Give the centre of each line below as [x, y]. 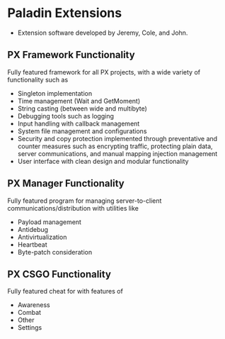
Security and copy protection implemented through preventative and [117, 138]
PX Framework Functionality [71, 55]
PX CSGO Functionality [59, 274]
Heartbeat [32, 244]
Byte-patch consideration [55, 252]
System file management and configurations [82, 131]
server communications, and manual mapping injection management [117, 153]
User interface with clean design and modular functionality [103, 161]
